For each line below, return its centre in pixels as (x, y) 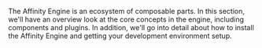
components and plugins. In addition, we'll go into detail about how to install (131, 27)
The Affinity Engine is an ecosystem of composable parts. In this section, (127, 11)
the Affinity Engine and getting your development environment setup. (120, 36)
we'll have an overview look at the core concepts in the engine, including (126, 19)
